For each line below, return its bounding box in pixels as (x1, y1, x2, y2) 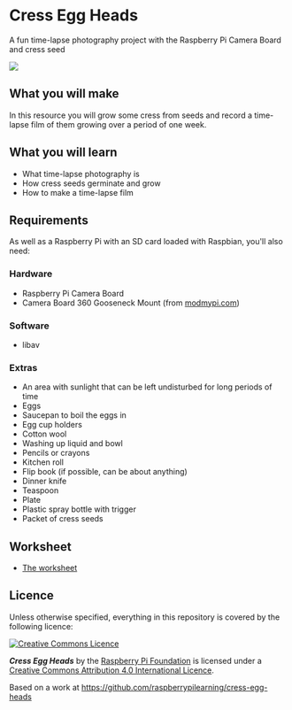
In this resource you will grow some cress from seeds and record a (9, 110, 253, 120)
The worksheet (21, 563, 78, 574)
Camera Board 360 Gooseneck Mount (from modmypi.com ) (21, 297, 241, 308)
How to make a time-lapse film (21, 187, 134, 197)
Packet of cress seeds (21, 513, 104, 524)
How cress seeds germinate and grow (21, 178, 161, 189)
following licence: (9, 621, 73, 631)
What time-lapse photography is (21, 168, 140, 179)
